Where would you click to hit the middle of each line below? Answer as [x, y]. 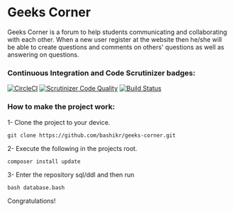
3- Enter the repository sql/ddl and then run [71, 174]
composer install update [44, 161]
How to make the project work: [61, 107]
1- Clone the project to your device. [59, 122]
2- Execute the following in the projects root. [72, 148]
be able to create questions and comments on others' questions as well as [116, 47]
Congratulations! [32, 201]
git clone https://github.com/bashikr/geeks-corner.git [91, 135]
